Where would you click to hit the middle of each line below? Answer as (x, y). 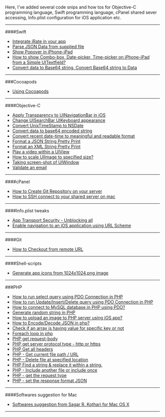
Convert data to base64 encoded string (52, 131)
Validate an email (29, 168)
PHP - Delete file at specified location (50, 360)
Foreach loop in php (32, 333)
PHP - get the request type (40, 375)
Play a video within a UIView (41, 152)
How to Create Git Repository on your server (57, 191)
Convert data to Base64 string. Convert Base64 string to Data (75, 68)
